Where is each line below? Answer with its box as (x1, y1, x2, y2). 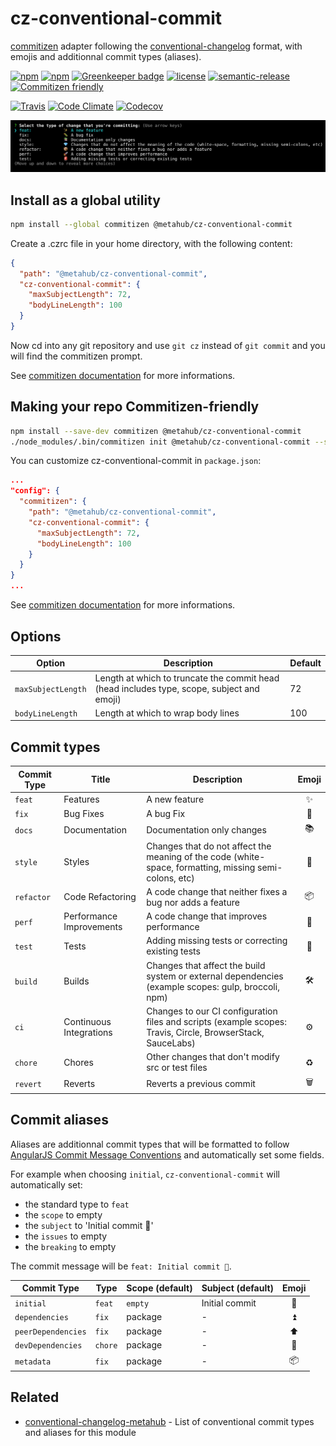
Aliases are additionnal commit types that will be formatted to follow (10, 1138, 290, 1150)
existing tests (146, 945, 201, 957)
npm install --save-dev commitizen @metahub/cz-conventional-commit (10, 426, 302, 436)
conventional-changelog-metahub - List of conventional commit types (24, 1415, 315, 1427)
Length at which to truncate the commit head (94, 672, 280, 684)
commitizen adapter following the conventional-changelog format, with (10, 40, 303, 52)
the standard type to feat (24, 1198, 130, 1210)
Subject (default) (201, 1282, 274, 1294)
